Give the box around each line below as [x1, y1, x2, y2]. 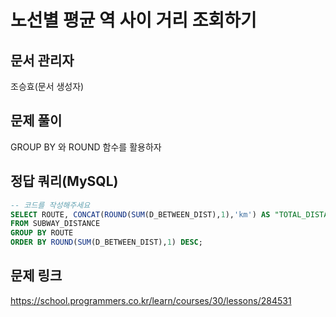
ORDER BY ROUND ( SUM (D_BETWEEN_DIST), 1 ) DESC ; [10, 237, 203, 248]
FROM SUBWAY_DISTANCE [10, 219, 101, 229]
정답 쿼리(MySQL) [10, 173, 119, 190]
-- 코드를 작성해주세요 [10, 200, 91, 210]
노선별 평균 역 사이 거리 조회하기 [10, 9, 257, 32]
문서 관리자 [10, 52, 75, 69]
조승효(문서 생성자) [10, 81, 85, 92]
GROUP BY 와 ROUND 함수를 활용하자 [10, 141, 162, 153]
